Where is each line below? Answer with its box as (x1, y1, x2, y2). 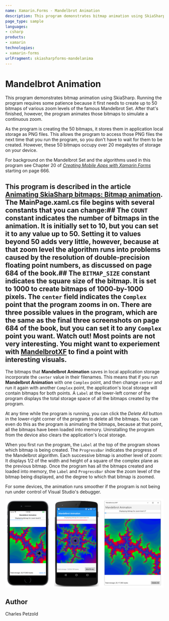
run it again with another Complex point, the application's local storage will (5, 385, 157, 391)
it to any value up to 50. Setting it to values (5, 229, 141, 238)
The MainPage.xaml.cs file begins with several (5, 198, 155, 206)
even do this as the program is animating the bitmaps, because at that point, (5, 421, 163, 427)
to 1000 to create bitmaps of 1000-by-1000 (5, 284, 144, 293)
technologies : (5, 45, 35, 50)
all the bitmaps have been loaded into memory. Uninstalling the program (5, 427, 155, 433)
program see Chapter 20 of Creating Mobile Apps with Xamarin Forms (5, 163, 151, 169)
